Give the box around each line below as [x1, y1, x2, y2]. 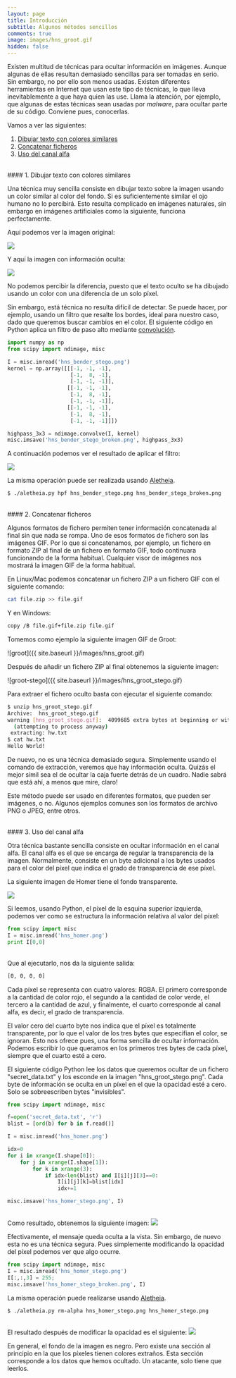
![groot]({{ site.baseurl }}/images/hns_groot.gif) [7, 648, 145, 657]
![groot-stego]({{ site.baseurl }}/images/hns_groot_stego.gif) [7, 676, 183, 684]
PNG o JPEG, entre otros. [7, 806, 81, 815]
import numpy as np [7, 339, 65, 346]
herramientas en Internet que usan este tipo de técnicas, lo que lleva [7, 85, 206, 93]
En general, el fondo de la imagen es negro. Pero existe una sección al [7, 1342, 211, 1351]
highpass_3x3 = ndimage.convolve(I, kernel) [7, 430, 140, 437]
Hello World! [7, 743, 46, 750]
